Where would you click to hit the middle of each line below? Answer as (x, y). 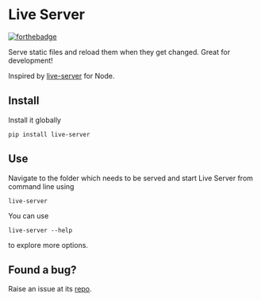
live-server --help (40, 230)
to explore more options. (48, 245)
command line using (41, 186)
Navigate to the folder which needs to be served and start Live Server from (131, 178)
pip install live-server (49, 134)
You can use (29, 215)
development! (31, 60)
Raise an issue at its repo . (50, 289)
